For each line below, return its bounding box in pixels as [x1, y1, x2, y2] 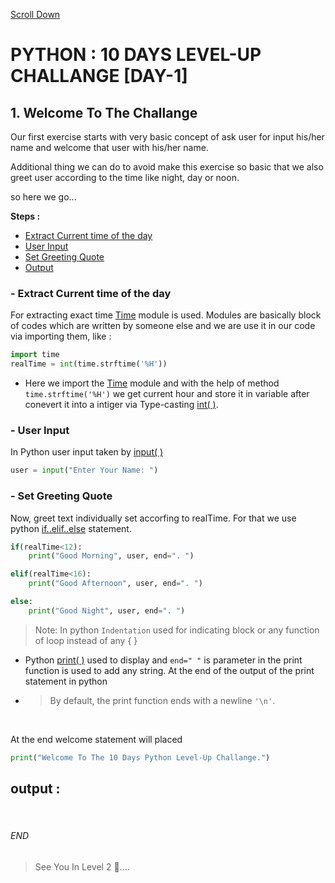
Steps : [10, 210, 41, 222]
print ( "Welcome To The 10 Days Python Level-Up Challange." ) [10, 752, 271, 763]
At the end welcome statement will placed [10, 733, 183, 745]
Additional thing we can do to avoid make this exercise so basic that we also [10, 161, 324, 173]
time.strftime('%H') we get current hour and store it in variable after [24, 388, 310, 400]
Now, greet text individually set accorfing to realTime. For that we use [10, 512, 297, 524]
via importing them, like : [10, 330, 112, 343]
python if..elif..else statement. [10, 522, 132, 534]
